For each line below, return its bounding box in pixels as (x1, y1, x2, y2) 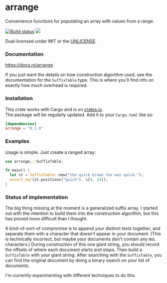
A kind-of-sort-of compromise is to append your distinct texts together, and (5, 225, 161, 231)
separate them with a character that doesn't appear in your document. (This (5, 231, 161, 237)
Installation (5, 95, 33, 102)
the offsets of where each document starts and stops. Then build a (5, 247, 143, 253)
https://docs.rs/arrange (5, 62, 53, 68)
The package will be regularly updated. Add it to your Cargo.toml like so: (5, 112, 154, 118)
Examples (5, 138, 30, 145)
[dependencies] (5, 121, 37, 126)
